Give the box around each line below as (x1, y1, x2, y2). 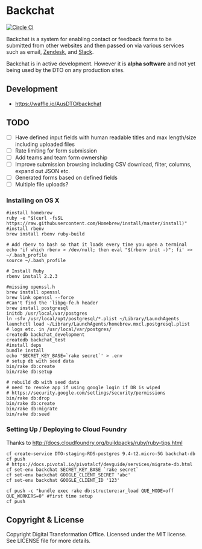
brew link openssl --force (6, 295, 74, 301)
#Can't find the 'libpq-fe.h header (6, 300, 98, 306)
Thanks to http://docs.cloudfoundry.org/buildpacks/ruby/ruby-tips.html (6, 439, 183, 446)
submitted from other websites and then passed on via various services (6, 42, 185, 49)
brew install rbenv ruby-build (6, 231, 85, 237)
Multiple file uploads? (14, 180, 69, 188)
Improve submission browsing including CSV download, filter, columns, (14, 160, 192, 168)
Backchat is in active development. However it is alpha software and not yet (6, 60, 196, 67)
